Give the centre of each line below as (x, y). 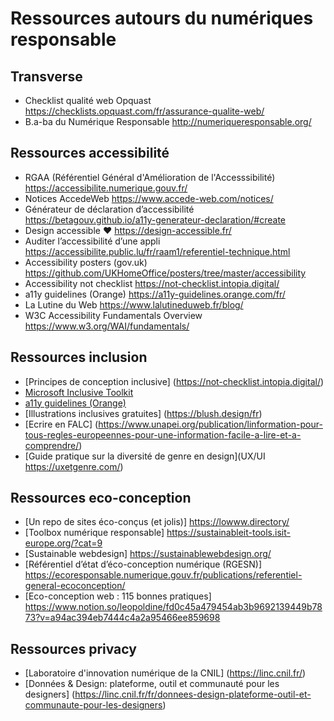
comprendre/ (52, 445)
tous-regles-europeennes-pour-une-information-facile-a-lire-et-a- (163, 434)
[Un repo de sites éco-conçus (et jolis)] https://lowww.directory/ (157, 522)
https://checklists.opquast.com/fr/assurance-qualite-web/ (144, 111)
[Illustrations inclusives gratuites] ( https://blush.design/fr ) (143, 413)
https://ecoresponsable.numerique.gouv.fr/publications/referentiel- (163, 575)
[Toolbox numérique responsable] (94, 533)
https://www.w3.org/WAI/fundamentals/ (107, 326)
